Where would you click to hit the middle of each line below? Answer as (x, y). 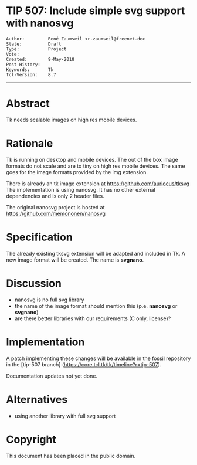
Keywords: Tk (30, 69)
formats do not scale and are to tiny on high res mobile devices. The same (96, 166)
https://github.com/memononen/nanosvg (56, 213)
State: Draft (34, 44)
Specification (40, 237)
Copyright (31, 439)
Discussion (34, 283)
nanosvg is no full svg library (49, 300)
